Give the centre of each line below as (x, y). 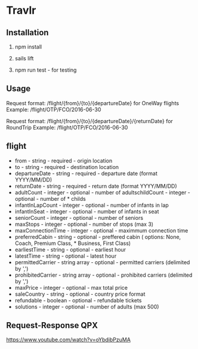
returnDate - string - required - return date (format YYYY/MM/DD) (96, 186)
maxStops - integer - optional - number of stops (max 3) (84, 224)
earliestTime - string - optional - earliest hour (70, 249)
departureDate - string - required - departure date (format (86, 173)
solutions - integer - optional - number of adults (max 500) (87, 307)
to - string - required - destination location (67, 167)
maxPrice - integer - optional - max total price (71, 287)
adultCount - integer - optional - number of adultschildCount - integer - (103, 192)
